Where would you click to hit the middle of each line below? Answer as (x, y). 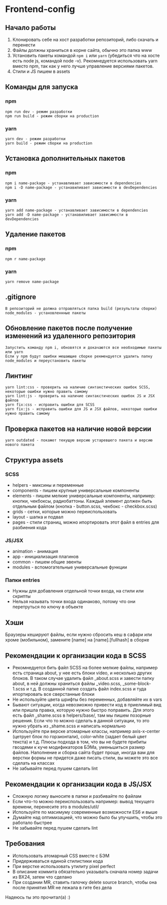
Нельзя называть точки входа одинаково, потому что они (74, 602)
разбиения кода (29, 527)
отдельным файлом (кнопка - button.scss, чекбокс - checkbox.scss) (85, 506)
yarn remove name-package (32, 282)
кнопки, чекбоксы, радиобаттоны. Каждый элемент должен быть (82, 501)
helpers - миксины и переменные (48, 485)
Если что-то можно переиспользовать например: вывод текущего (83, 801)
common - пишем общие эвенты (47, 562)
